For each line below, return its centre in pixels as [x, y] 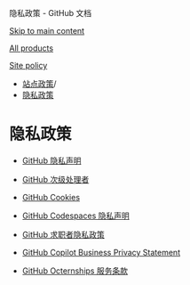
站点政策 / [39, 84]
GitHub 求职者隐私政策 [63, 234]
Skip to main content [47, 31]
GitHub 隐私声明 [51, 160]
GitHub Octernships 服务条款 [75, 271]
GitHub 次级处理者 [55, 179]
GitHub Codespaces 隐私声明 [76, 216]
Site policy [28, 65]
